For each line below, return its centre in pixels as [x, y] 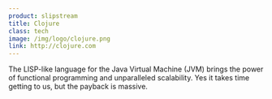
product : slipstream [43, 16]
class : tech [28, 31]
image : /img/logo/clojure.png [60, 39]
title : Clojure [34, 24]
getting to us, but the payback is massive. [78, 87]
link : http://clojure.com [52, 46]
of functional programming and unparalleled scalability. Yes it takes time [129, 78]
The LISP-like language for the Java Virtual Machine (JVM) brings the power [136, 69]
